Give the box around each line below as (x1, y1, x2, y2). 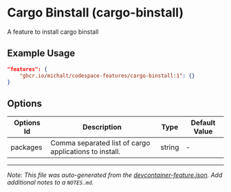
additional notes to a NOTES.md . (7, 178, 94, 186)
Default (190, 118, 216, 128)
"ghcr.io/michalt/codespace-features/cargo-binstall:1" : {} (19, 72, 195, 79)
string (160, 142, 179, 152)
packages (10, 142, 43, 152)
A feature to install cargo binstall (7, 28, 99, 36)
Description (82, 122, 122, 132)
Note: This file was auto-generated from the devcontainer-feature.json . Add (7, 171, 223, 180)
